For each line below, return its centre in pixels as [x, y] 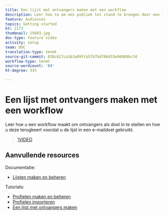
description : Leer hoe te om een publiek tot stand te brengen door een [82, 15]
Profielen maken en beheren [41, 196]
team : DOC [15, 47]
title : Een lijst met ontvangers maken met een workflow [66, 10]
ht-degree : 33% [21, 71]
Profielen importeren [33, 202]
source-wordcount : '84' [30, 66]
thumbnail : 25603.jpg [28, 33]
